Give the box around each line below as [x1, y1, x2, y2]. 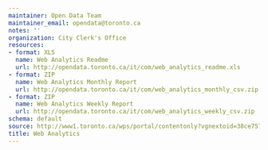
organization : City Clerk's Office [8, 33, 127, 42]
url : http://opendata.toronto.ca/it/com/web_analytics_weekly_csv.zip [15, 108, 255, 116]
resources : [8, 41, 45, 49]
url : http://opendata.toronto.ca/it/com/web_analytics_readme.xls [15, 63, 241, 71]
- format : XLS [8, 48, 56, 56]
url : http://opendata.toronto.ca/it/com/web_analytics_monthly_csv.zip [15, 85, 259, 94]
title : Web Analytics [8, 129, 81, 137]
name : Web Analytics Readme [15, 56, 109, 64]
